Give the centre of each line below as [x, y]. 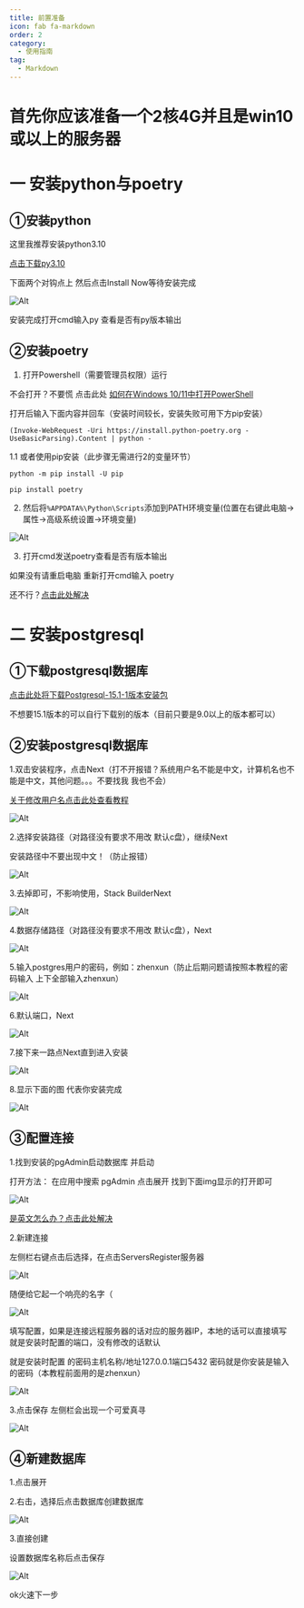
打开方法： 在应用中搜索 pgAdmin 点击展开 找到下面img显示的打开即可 [141, 1181]
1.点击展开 [28, 1482]
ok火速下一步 [34, 1595]
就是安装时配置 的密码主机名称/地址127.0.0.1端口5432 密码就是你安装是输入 [149, 1362]
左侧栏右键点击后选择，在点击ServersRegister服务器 [107, 1257]
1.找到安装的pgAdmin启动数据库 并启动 [82, 1161]
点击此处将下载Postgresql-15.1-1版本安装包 [88, 694]
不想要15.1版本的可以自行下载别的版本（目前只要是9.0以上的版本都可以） [145, 714]
